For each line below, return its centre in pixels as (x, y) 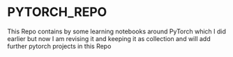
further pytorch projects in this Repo (59, 46)
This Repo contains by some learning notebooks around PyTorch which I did (117, 31)
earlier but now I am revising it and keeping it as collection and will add (109, 38)
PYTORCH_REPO (57, 12)
